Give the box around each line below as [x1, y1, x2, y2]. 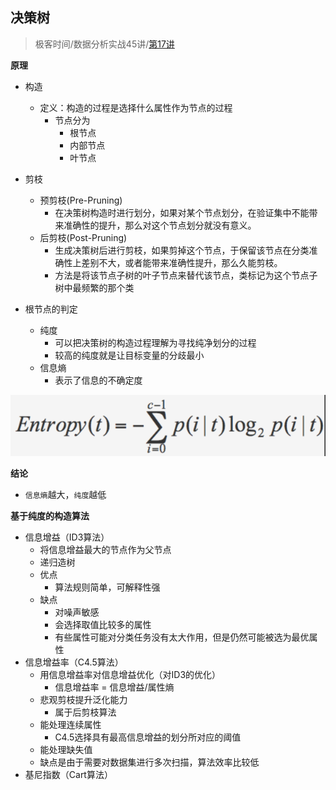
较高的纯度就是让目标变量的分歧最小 [54, 349, 205, 361]
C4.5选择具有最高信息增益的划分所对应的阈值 [54, 731, 242, 743]
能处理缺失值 [39, 743, 93, 755]
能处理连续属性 [39, 718, 102, 730]
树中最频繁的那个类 [54, 281, 135, 293]
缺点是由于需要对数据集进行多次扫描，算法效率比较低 [39, 756, 260, 768]
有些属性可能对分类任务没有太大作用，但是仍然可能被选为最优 [54, 631, 310, 643]
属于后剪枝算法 [54, 706, 117, 718]
